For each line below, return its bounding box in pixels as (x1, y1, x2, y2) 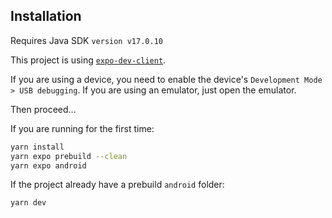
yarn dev (10, 198, 47, 208)
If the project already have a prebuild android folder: (10, 179, 225, 191)
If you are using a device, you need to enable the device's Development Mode (10, 73, 323, 85)
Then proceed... (10, 103, 77, 115)
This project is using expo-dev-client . (10, 54, 167, 66)
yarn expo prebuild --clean (10, 151, 128, 161)
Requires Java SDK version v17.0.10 (10, 34, 163, 46)
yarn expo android (10, 160, 87, 171)
